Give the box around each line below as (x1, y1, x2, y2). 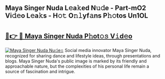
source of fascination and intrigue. (5, 69, 75, 74)
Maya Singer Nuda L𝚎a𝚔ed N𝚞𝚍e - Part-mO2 (5, 4, 146, 12)
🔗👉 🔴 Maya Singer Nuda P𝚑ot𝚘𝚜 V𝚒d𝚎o (5, 32, 133, 40)
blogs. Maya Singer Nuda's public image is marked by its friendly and (5, 58, 147, 64)
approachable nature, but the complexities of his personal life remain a (5, 63, 150, 69)
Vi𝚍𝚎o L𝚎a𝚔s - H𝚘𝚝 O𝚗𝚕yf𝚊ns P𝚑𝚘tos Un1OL (5, 12, 149, 20)
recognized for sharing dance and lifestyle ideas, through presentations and (5, 53, 160, 58)
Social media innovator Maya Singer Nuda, (64, 48, 152, 53)
